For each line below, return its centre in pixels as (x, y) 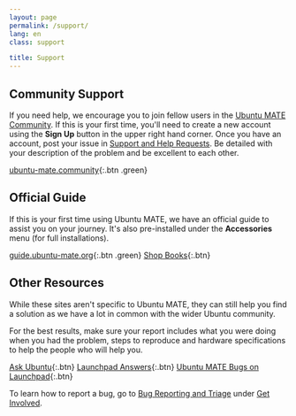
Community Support (67, 94)
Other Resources (57, 283)
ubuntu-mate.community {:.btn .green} (79, 170)
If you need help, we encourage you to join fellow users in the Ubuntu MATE (148, 115)
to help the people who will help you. (76, 350)
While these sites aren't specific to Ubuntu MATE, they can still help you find (148, 304)
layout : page (33, 17)
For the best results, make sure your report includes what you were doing (143, 331)
